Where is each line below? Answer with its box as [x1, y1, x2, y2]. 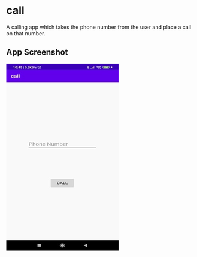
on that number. [6, 29, 46, 37]
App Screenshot [6, 47, 68, 58]
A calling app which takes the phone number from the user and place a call [6, 23, 192, 31]
